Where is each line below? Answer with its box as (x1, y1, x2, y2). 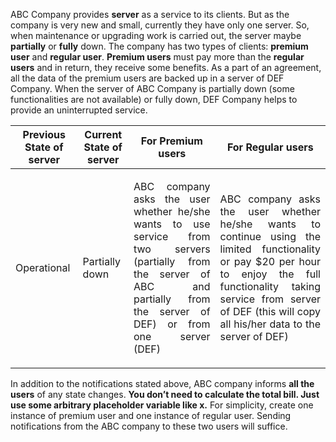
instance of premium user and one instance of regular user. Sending (10, 410, 292, 421)
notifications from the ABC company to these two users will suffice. (10, 420, 288, 432)
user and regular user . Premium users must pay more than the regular (10, 51, 305, 63)
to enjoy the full (219, 267, 321, 281)
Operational (15, 261, 71, 274)
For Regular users (226, 140, 314, 154)
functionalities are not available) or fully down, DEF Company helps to (10, 94, 298, 105)
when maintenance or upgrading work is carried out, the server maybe (10, 30, 302, 41)
